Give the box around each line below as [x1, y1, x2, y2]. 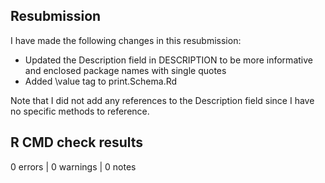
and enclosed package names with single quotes [24, 64, 227, 76]
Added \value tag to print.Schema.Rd [24, 75, 178, 87]
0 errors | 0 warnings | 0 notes [10, 160, 137, 173]
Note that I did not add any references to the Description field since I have [10, 94, 315, 106]
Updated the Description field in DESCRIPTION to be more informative [24, 54, 313, 66]
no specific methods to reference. [10, 105, 150, 117]
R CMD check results [10, 134, 144, 151]
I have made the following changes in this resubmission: [10, 34, 242, 46]
